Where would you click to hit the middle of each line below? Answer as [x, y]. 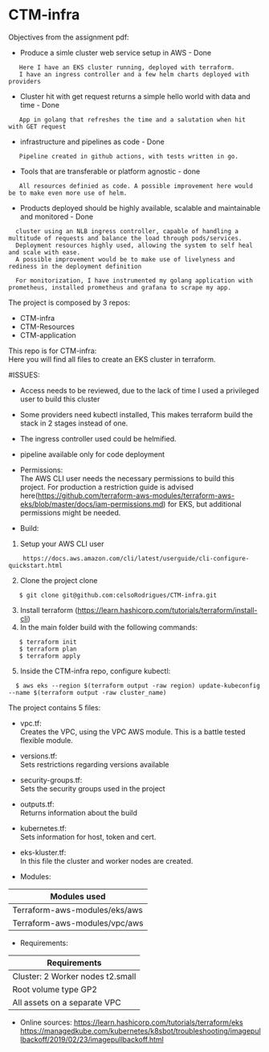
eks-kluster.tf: [43, 852]
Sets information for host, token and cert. [88, 836]
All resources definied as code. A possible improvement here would [136, 186]
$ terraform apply [50, 656]
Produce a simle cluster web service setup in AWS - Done [116, 52]
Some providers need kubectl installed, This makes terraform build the [136, 414]
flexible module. [47, 740]
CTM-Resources [47, 327]
